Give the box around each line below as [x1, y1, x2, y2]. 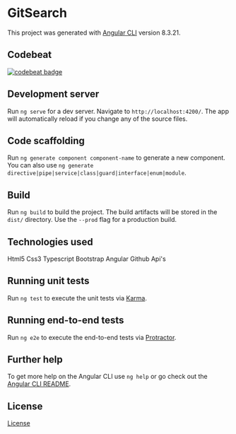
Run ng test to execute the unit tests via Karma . [7, 293, 147, 302]
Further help [7, 353, 64, 365]
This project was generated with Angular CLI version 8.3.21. [7, 28, 181, 37]
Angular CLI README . [7, 380, 71, 388]
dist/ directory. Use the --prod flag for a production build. [7, 216, 177, 224]
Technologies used [7, 235, 93, 248]
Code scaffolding [7, 134, 85, 146]
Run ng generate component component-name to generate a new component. [7, 153, 226, 162]
